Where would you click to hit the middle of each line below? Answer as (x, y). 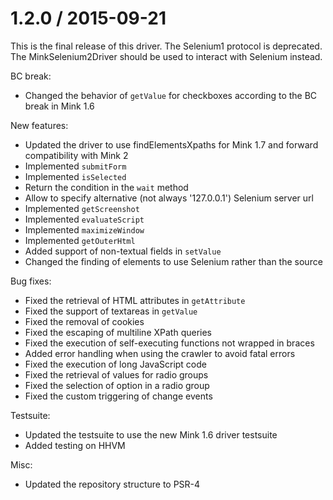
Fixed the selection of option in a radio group (117, 385)
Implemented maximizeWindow (84, 229)
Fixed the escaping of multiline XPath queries (118, 332)
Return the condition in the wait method (106, 187)
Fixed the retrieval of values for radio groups (116, 374)
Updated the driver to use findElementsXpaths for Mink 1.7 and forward (171, 144)
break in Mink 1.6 (59, 106)
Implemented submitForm (75, 166)
